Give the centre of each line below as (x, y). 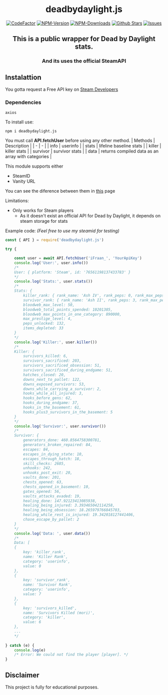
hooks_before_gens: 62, (48, 398)
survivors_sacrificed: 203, (52, 361)
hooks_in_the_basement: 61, (52, 407)
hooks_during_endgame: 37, (51, 403)
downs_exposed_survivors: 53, (54, 384)
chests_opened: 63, (43, 482)
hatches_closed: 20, (44, 375)
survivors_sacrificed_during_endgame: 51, (68, 370)
